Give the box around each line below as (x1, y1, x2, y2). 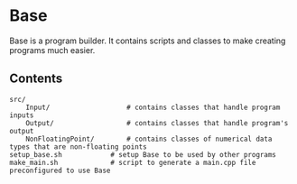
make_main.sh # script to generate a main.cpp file (9, 158, 256, 167)
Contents (9, 71, 63, 87)
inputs (9, 110, 34, 120)
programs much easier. (9, 44, 96, 55)
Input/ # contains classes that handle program (25, 103, 281, 112)
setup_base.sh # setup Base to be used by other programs (9, 150, 277, 159)
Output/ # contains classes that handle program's (25, 118, 289, 127)
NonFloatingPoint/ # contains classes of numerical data (25, 134, 273, 143)
